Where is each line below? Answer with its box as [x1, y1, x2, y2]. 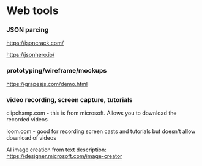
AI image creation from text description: [6, 146, 107, 153]
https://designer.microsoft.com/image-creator [6, 153, 122, 160]
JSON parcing [6, 26, 49, 34]
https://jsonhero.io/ [6, 51, 55, 59]
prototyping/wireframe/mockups [6, 67, 107, 75]
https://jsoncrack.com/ [6, 39, 64, 46]
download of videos [6, 134, 57, 142]
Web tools [6, 4, 59, 18]
